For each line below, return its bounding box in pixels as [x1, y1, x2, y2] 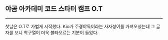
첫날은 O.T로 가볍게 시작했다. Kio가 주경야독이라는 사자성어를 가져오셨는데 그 [5, 23, 155, 29]
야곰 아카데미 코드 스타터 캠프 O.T [5, 4, 103, 13]
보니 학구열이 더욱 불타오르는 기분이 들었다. [14, 29, 99, 36]
